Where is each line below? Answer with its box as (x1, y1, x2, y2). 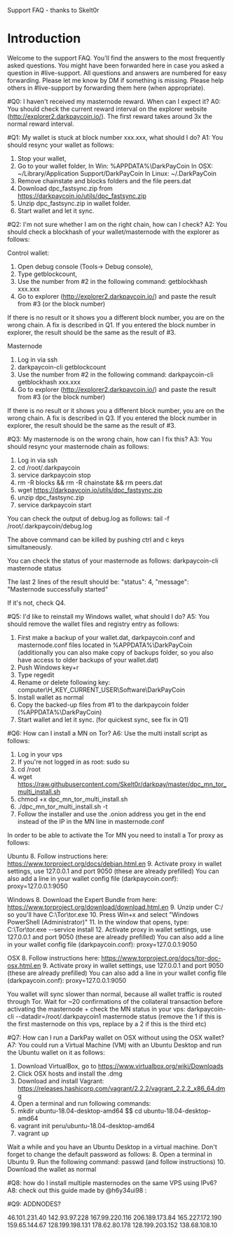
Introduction (7, 31, 81, 46)
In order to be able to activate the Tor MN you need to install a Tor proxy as (7, 830, 224, 839)
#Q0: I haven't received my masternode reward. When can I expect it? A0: (7, 97, 221, 105)
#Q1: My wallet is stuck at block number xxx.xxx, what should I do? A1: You (7, 133, 223, 141)
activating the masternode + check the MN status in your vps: (7, 1005, 186, 1013)
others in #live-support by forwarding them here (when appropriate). (7, 84, 205, 92)
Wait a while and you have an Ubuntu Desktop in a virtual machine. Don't (7, 1142, 217, 1151)
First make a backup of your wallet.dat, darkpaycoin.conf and (17, 633, 195, 641)
